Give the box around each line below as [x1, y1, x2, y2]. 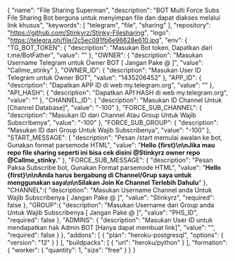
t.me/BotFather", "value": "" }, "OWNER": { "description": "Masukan [7, 51, 203, 59]
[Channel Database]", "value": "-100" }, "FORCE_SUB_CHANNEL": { [7, 104, 203, 111]
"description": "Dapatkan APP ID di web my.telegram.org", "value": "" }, [7, 81, 215, 89]
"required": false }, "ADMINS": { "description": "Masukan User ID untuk [7, 216, 213, 224]
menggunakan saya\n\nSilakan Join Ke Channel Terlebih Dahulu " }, [7, 178, 208, 186]
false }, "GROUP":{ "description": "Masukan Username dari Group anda [7, 201, 215, 209]
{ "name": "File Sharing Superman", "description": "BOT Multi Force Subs [7, 6, 220, 14]
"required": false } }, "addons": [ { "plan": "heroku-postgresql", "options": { [7, 231, 224, 239]
